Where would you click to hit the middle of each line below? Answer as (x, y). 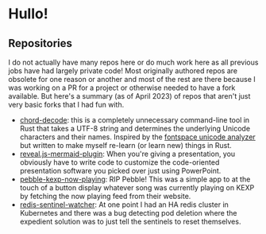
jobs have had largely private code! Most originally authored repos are (123, 71)
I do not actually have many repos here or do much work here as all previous (133, 62)
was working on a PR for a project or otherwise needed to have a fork (122, 88)
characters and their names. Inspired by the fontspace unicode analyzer (137, 137)
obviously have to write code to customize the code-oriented (120, 162)
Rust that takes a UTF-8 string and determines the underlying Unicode (135, 129)
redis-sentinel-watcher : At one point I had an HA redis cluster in (124, 205)
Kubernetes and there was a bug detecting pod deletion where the (128, 213)
